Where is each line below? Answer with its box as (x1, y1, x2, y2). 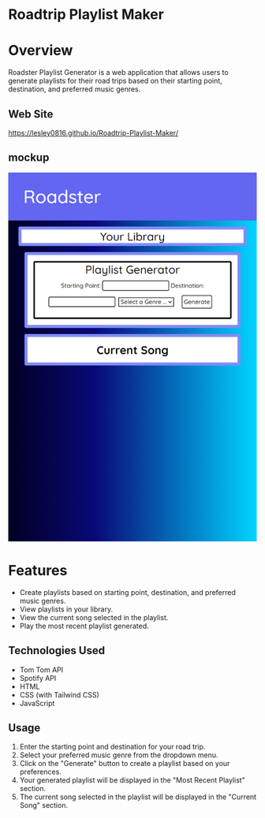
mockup (8, 151, 50, 165)
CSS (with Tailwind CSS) (19, 690, 100, 699)
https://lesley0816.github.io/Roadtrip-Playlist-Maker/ (8, 128, 179, 137)
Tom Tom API (19, 664, 64, 675)
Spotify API (19, 673, 57, 682)
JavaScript (19, 698, 55, 708)
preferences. (19, 767, 62, 777)
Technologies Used (8, 644, 105, 657)
